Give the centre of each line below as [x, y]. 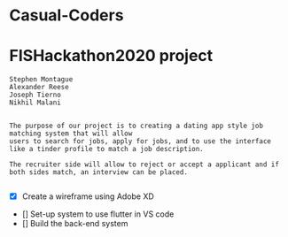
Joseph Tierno [35, 95]
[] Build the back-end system [75, 224]
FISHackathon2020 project [111, 56]
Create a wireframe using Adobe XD [88, 196]
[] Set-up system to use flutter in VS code [98, 214]
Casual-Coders [66, 15]
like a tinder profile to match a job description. [106, 149]
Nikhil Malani [35, 103]
